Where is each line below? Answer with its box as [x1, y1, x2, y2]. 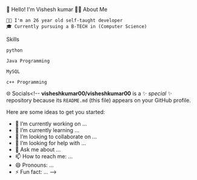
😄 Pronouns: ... [15, 161, 54, 168]
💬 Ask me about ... [15, 146, 61, 153]
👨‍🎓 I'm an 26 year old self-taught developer [6, 18, 123, 24]
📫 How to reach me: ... [15, 153, 73, 160]
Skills [6, 36, 20, 42]
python [6, 47, 23, 53]
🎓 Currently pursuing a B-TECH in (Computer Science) [6, 24, 147, 30]
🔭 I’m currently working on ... [15, 120, 87, 127]
